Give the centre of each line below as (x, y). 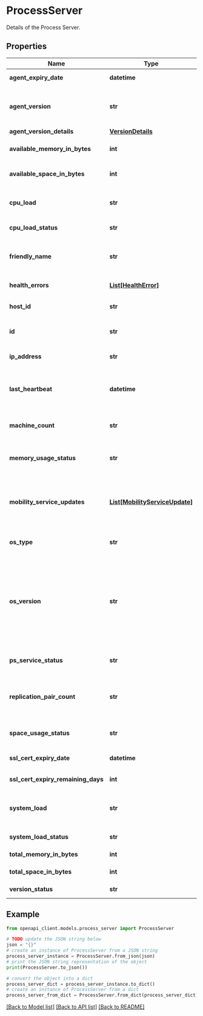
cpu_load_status (34, 227)
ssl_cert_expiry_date (40, 758)
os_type (21, 542)
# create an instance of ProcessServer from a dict (72, 990)
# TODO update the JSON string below (54, 939)
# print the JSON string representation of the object (77, 961)
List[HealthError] (134, 285)
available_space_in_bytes (47, 173)
